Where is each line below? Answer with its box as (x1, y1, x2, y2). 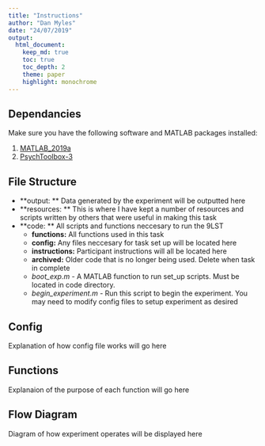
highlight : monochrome (22, 78, 97, 86)
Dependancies (8, 107, 81, 120)
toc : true (22, 56, 55, 64)
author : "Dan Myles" (8, 19, 77, 27)
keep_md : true (22, 48, 69, 56)
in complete (31, 263, 70, 273)
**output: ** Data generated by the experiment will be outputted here (19, 196, 246, 206)
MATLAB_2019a (19, 143, 71, 153)
